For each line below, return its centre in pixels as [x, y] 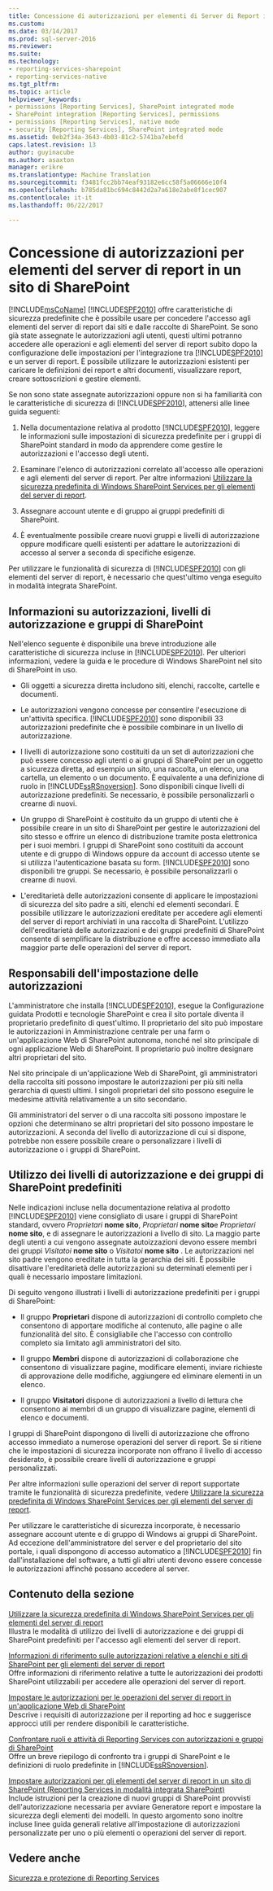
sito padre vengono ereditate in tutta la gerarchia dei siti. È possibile [122, 1259]
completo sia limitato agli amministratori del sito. [101, 1342]
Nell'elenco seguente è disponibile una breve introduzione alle [113, 644]
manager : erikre [36, 168]
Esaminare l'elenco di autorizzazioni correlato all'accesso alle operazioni [142, 470]
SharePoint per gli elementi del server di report [87, 1664]
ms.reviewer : [30, 46]
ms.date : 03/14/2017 [43, 31]
